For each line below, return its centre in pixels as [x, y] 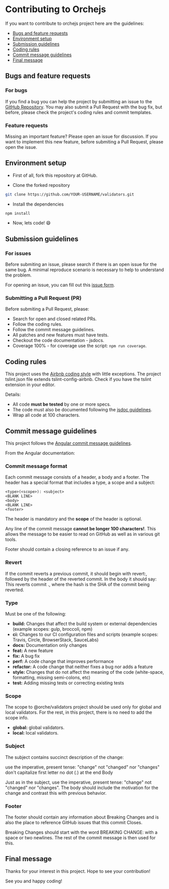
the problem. [18, 275]
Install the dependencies [38, 204]
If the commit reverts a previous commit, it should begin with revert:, [76, 573]
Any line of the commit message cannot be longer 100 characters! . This [81, 529]
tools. [11, 539]
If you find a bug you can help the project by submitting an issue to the [79, 101]
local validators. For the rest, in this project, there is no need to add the [79, 712]
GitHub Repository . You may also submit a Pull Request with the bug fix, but [84, 107]
